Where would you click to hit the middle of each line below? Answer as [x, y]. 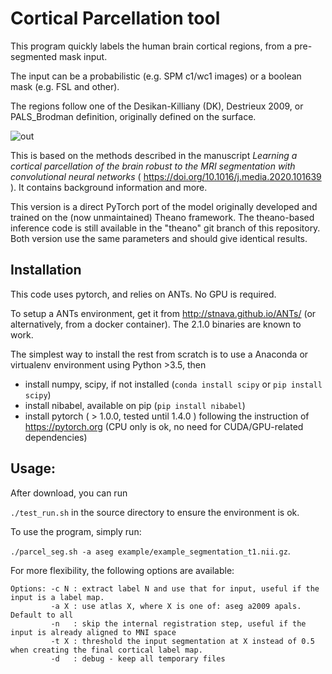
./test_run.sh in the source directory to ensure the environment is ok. [155, 512]
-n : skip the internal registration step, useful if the [178, 623]
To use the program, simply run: [76, 531]
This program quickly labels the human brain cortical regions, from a [151, 46]
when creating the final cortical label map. [106, 650]
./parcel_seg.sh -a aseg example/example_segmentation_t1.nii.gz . [150, 551]
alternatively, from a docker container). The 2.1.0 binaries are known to [156, 324]
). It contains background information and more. [109, 187]
